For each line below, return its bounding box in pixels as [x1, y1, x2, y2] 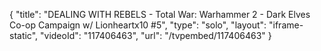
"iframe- [268, 19, 304, 31]
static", [9, 30, 39, 41]
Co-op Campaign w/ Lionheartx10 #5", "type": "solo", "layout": [9, 19, 267, 31]
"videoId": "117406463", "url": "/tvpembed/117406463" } [40, 30, 272, 41]
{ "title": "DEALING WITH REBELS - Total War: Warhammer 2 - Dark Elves [9, 9, 311, 20]
